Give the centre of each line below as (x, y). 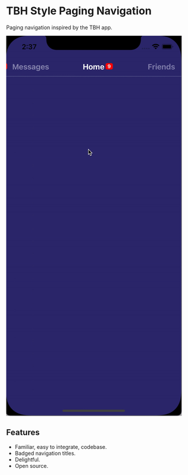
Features (23, 432)
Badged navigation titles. (45, 453)
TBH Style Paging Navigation (79, 11)
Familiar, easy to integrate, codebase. (61, 446)
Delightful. (27, 460)
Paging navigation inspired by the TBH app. (59, 27)
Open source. (32, 465)
